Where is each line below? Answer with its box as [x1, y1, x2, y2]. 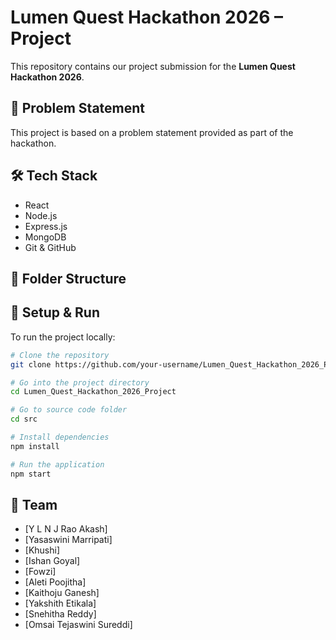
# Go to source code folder [10, 405, 128, 415]
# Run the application [10, 459, 105, 470]
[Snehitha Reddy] [24, 608, 97, 620]
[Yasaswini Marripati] [24, 534, 113, 546]
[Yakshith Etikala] [24, 597, 97, 610]
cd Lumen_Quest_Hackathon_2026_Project [10, 387, 177, 397]
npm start [10, 469, 52, 479]
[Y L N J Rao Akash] [24, 523, 108, 535]
